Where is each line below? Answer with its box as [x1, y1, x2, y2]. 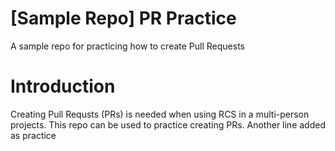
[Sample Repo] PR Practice [10, 7, 237, 30]
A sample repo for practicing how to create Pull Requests [10, 40, 245, 52]
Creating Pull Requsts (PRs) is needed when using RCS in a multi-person [10, 108, 310, 120]
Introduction [10, 75, 116, 98]
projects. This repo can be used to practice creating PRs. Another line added [10, 118, 326, 131]
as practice [10, 129, 57, 141]
